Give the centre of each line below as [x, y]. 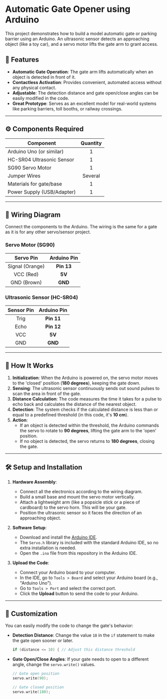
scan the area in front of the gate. [46, 394]
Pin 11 [53, 318]
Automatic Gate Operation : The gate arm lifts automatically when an [83, 72]
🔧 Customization [31, 614]
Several [91, 176]
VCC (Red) [26, 274]
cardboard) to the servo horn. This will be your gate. [73, 507]
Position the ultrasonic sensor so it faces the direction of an [81, 512]
